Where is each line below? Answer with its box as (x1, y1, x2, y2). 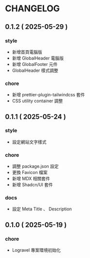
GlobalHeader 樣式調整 (12, 67, 58, 73)
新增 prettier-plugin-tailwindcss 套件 (12, 92, 85, 98)
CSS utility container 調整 (12, 98, 63, 104)
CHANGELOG (5, 3, 60, 14)
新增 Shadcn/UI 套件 (12, 182, 53, 188)
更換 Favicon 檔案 (12, 170, 48, 175)
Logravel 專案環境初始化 (12, 247, 61, 253)
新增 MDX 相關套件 (12, 175, 50, 182)
